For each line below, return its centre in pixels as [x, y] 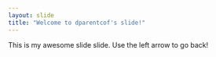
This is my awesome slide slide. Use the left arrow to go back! [108, 45]
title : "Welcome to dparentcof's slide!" [77, 23]
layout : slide [31, 15]
